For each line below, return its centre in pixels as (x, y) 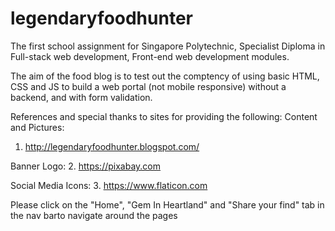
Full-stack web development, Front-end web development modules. (150, 56)
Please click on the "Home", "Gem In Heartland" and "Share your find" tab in (167, 204)
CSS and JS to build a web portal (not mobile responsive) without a (148, 86)
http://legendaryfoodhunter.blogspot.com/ (112, 146)
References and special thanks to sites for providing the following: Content (164, 116)
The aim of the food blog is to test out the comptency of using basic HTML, (165, 76)
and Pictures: (37, 127)
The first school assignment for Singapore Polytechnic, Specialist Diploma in (168, 46)
